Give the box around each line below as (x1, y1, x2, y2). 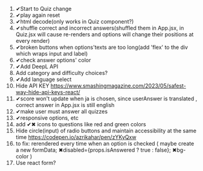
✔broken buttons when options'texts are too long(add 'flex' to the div (15, 44, 188, 51)
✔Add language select (15, 76, 72, 83)
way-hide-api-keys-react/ (15, 89, 80, 95)
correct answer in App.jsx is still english (15, 102, 115, 108)
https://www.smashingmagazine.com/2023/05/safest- (50, 82, 187, 89)
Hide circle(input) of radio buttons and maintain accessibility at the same (15, 127, 197, 134)
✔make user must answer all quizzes (15, 108, 108, 115)
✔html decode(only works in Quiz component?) (15, 18, 134, 25)
